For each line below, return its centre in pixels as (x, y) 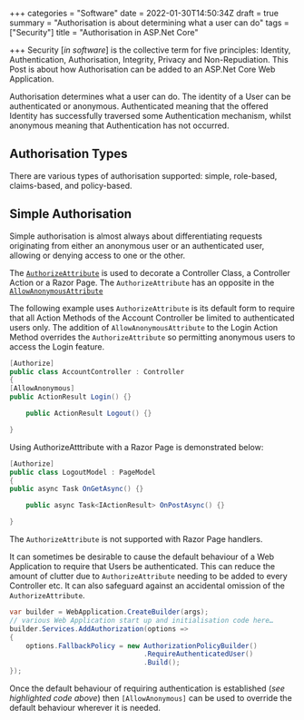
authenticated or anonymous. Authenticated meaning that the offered (139, 106)
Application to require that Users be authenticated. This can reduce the (142, 566)
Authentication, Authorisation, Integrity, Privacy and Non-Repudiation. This (149, 59)
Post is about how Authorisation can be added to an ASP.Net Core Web (142, 69)
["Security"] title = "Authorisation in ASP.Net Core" (104, 32)
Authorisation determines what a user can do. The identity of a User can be (151, 96)
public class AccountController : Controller (97, 371)
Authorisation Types (69, 154)
